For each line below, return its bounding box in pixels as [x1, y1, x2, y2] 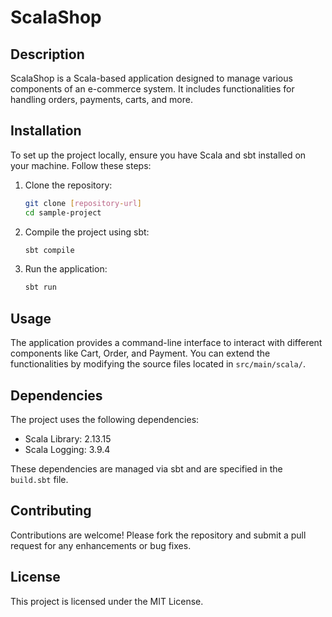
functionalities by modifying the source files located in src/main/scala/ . [10, 358, 306, 370]
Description [10, 46, 85, 63]
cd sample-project [24, 207, 102, 218]
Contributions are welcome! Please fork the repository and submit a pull [10, 529, 307, 541]
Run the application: [24, 263, 108, 275]
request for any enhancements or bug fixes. [10, 539, 192, 551]
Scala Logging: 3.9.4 [24, 443, 111, 455]
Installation [10, 122, 82, 140]
